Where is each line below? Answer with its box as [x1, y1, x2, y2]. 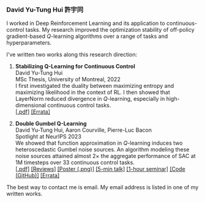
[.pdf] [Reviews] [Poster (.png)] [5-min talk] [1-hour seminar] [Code [15, 165, 185, 173]
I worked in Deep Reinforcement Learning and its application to [6, 20, 165, 27]
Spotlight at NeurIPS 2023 [15, 133, 81, 140]
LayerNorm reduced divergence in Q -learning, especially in [15, 95, 165, 103]
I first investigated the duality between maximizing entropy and [15, 82, 174, 90]
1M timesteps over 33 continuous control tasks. [15, 159, 135, 166]
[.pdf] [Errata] [15, 108, 51, 115]
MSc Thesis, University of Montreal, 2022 [15, 76, 121, 83]
